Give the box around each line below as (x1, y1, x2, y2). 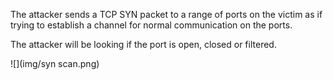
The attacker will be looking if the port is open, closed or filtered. (10, 39, 277, 50)
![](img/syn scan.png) (10, 58, 100, 69)
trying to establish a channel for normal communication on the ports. (10, 19, 293, 31)
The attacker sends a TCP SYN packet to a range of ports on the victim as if (10, 9, 323, 20)
